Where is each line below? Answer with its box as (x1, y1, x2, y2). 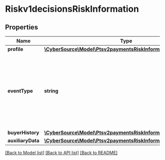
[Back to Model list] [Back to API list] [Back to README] (5, 150, 118, 156)
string (44, 87, 59, 94)
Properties (5, 23, 38, 31)
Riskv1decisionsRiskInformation (5, 3, 139, 15)
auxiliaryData (7, 137, 40, 144)
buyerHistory (7, 129, 39, 136)
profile (7, 46, 24, 53)
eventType (7, 87, 33, 94)
